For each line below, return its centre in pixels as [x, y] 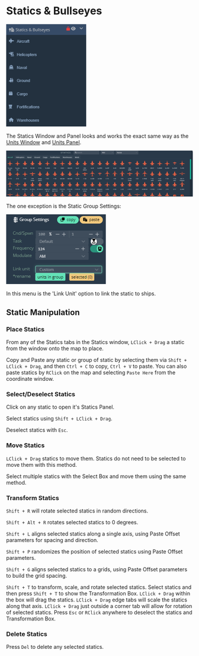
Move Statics [25, 445]
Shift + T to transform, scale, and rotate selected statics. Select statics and [99, 587]
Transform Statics [33, 498]
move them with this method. [41, 464]
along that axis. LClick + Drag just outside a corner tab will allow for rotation [99, 606]
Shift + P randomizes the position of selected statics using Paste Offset [94, 552]
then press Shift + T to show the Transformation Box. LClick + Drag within [98, 594]
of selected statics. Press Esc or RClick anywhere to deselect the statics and [99, 613]
